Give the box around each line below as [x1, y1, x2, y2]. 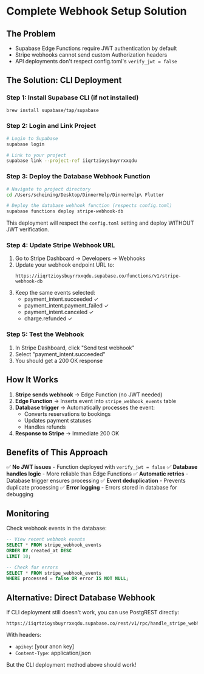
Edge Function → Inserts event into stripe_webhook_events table [15, 397, 177, 404]
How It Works [6, 374, 59, 385]
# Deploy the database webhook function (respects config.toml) [6, 203, 172, 209]
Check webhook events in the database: [6, 525, 107, 532]
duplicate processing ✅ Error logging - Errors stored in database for [6, 484, 177, 491]
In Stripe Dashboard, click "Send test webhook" [15, 344, 135, 351]
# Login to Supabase [6, 135, 59, 141]
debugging [6, 491, 34, 498]
